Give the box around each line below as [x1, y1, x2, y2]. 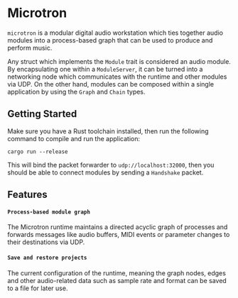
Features [7, 189, 48, 201]
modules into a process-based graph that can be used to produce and [7, 35, 213, 44]
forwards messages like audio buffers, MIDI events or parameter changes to [7, 231, 230, 239]
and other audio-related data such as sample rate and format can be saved [7, 276, 227, 285]
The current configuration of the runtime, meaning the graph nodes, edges [7, 268, 226, 277]
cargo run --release [7, 148, 69, 155]
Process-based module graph [7, 208, 91, 216]
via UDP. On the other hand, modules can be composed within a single [7, 79, 215, 88]
